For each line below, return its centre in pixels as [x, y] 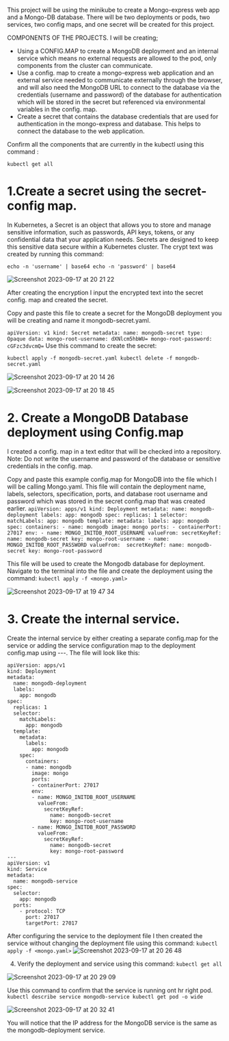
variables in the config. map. [57, 109]
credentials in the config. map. [50, 466]
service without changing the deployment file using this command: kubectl [112, 943]
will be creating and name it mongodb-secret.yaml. [79, 320]
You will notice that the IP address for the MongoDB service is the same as [112, 1022]
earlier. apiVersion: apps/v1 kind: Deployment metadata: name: [97, 508]
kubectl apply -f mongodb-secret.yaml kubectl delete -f [90, 358]
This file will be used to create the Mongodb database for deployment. [106, 563]
